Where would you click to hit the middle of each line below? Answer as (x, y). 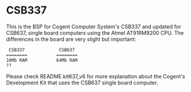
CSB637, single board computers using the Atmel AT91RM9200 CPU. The (95, 32)
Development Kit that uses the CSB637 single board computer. (82, 83)
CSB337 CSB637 (42, 50)
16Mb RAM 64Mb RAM (42, 60)
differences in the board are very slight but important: (71, 39)
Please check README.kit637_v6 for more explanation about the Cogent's (96, 76)
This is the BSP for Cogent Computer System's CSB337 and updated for (94, 27)
